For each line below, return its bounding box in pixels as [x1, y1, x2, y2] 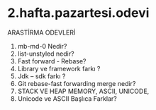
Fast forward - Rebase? [17, 56, 87, 65]
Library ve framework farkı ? [17, 64, 101, 73]
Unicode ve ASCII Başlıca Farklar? [17, 94, 117, 103]
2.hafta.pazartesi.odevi [7, 5, 150, 21]
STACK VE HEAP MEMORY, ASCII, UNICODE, [17, 87, 150, 95]
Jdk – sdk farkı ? [17, 72, 66, 80]
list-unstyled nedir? [17, 49, 74, 58]
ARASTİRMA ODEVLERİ [7, 28, 76, 37]
